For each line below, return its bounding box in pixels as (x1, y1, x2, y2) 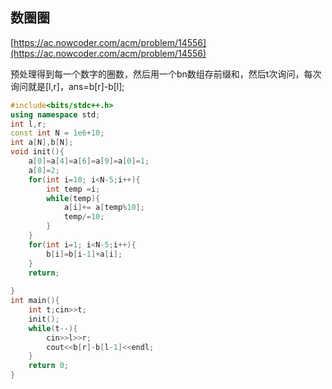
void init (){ (10, 147, 65, 157)
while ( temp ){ (46, 193, 101, 203)
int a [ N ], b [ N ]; (10, 138, 74, 148)
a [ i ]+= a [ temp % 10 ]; (63, 203, 145, 213)
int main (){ (10, 296, 60, 306)
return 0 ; (28, 361, 70, 371)
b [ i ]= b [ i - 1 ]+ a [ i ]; (46, 249, 123, 259)
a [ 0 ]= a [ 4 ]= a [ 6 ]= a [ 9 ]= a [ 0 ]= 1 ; (28, 156, 150, 167)
